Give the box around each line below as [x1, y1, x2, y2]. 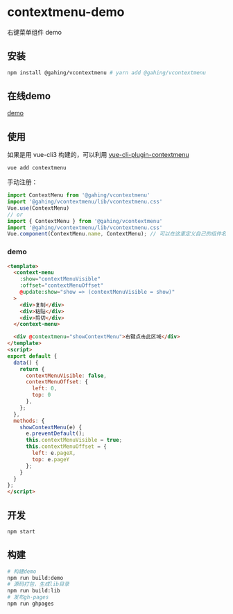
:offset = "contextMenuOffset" [19, 282, 104, 289]
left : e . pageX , [32, 449, 76, 457]
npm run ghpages [7, 600, 54, 608]
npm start [7, 528, 36, 535]
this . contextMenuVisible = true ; [25, 437, 123, 444]
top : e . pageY [32, 456, 70, 463]
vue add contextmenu [7, 165, 67, 172]
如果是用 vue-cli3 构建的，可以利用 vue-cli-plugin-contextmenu [7, 151, 189, 159]
